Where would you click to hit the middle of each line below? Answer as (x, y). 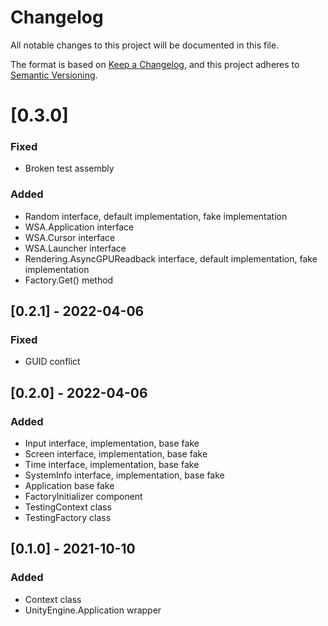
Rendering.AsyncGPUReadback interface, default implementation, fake (171, 258)
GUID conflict (52, 362)
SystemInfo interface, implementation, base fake (124, 475)
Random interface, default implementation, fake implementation (156, 216)
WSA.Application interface (79, 227)
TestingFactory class (68, 518)
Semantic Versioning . (54, 75)
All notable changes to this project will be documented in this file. (145, 45)
